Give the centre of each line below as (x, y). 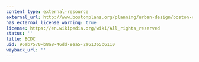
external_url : (24, 17)
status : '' (20, 34)
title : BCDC (21, 39)
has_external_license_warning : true (51, 22)
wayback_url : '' (26, 50)
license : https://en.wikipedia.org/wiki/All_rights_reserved (83, 28)
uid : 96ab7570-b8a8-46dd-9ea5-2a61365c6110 (61, 45)
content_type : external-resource (47, 12)
